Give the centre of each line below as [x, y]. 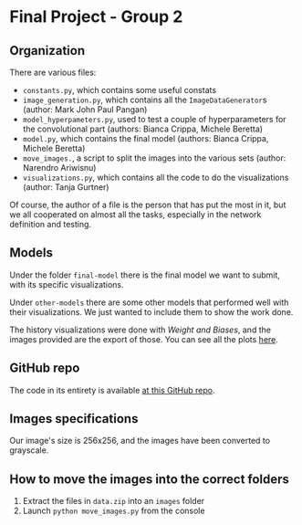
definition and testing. [51, 224]
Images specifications [74, 419]
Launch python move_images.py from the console [114, 511]
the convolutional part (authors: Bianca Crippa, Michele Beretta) [142, 129]
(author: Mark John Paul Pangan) [85, 110]
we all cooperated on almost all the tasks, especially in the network [135, 215]
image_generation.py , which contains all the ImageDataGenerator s [145, 100]
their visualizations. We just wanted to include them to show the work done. [151, 311]
